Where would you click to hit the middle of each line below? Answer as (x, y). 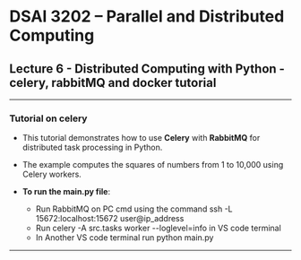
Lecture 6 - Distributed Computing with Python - (147, 69)
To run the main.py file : (66, 192)
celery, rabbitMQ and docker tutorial (113, 82)
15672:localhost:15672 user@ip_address (110, 219)
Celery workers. (52, 174)
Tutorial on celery (48, 118)
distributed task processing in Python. (92, 147)
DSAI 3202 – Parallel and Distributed (147, 17)
